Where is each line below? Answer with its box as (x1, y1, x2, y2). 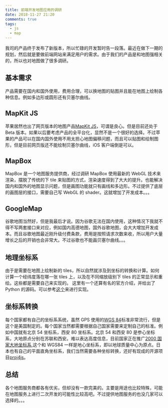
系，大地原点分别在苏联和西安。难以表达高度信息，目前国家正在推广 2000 (5, 335, 156, 341)
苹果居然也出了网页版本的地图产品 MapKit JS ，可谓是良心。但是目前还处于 (5, 123, 158, 129)
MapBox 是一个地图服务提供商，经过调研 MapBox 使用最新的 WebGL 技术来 (5, 171, 161, 177)
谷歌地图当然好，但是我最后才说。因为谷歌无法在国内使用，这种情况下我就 (5, 218, 158, 224)
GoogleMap (5, 204, 42, 213)
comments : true (5, 17, 37, 22)
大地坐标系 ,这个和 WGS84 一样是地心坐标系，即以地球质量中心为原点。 (9, 342, 156, 348)
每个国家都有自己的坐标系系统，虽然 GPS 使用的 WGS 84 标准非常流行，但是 (5, 317, 161, 323)
